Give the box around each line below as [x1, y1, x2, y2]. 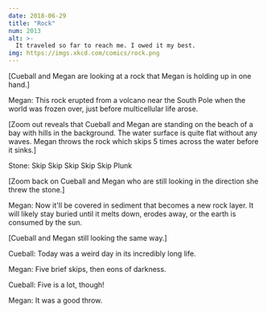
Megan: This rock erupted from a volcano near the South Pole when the [8, 96, 246, 105]
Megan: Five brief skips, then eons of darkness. [8, 265, 166, 274]
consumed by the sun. [8, 218, 83, 227]
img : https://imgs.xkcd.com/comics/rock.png [8, 49, 160, 57]
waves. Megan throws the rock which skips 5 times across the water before [8, 137, 259, 146]
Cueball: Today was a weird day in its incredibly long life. [8, 249, 196, 258]
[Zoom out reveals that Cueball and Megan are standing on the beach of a [8, 120, 253, 129]
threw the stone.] [8, 185, 65, 194]
